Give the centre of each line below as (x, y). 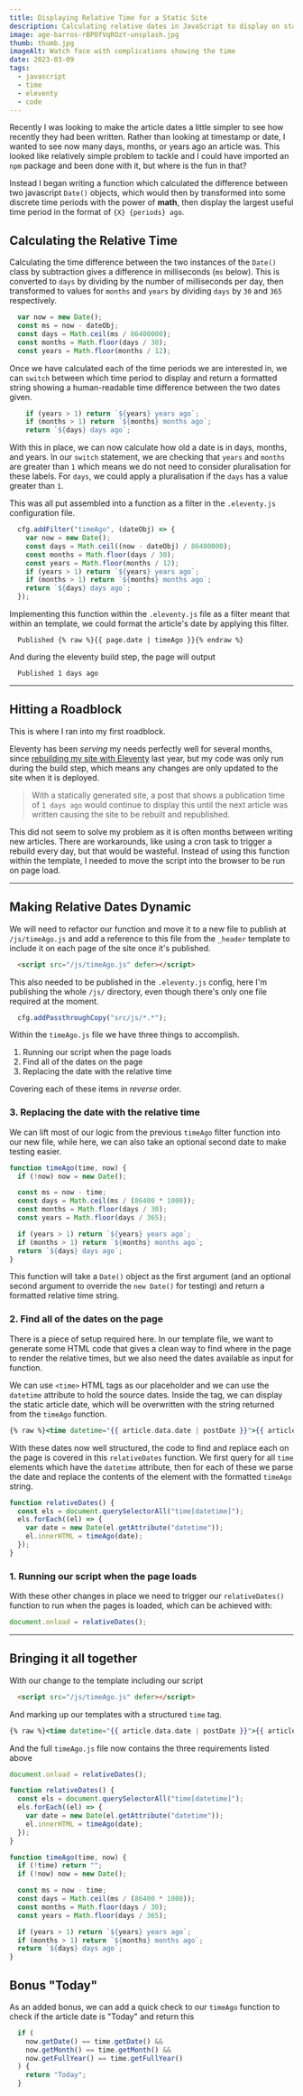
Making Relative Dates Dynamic (101, 908)
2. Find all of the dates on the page (87, 1319)
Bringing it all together (73, 1659)
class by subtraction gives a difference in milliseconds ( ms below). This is (145, 272)
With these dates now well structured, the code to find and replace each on (149, 1447)
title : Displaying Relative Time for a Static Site (108, 18)
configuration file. (42, 513)
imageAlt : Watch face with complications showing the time (123, 51)
